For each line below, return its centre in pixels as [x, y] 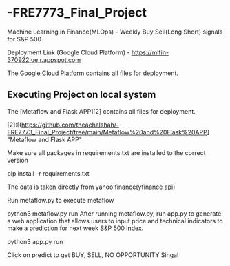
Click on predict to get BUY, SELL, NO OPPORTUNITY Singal [93, 255]
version [18, 160]
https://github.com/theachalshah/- [70, 125]
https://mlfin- [150, 52]
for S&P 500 [24, 39]
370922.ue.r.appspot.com [44, 59]
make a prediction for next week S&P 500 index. [75, 228]
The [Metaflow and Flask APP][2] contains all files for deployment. [102, 111]
